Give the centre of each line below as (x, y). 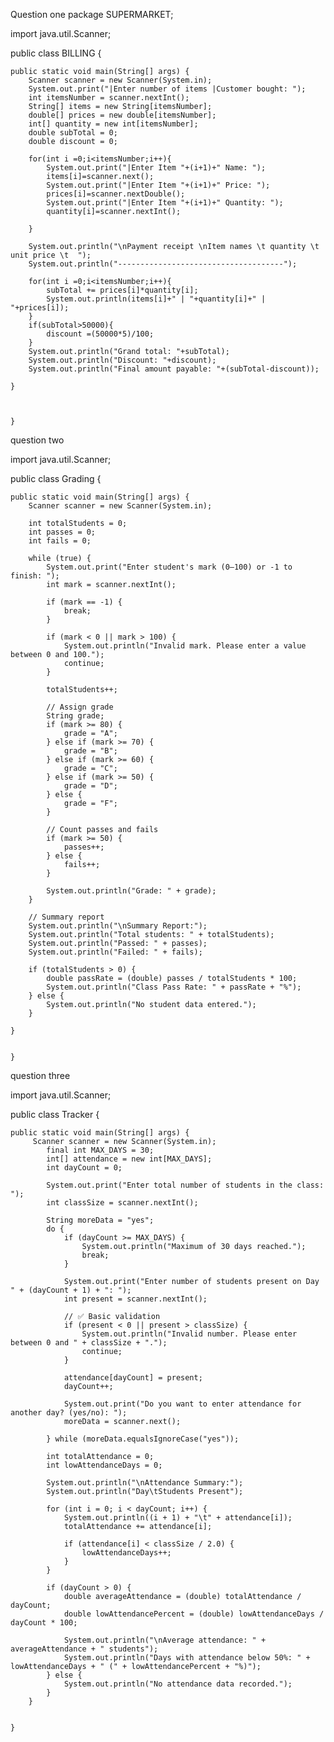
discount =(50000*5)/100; (100, 334)
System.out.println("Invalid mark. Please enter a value (185, 646)
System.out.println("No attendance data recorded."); (178, 1684)
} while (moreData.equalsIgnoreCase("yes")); (143, 1439)
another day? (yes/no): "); (69, 1413)
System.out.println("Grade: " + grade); (131, 891)
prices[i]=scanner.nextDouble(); (116, 194)
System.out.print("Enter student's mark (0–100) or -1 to (169, 567)
